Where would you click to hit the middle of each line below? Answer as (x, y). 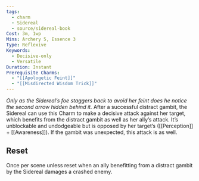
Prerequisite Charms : (33, 73)
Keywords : (18, 51)
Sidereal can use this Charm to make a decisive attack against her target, (96, 113)
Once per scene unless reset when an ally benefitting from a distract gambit (99, 165)
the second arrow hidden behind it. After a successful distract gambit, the (97, 107)
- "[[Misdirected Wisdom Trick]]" (54, 84)
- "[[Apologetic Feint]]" (44, 78)
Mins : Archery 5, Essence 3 (41, 39)
